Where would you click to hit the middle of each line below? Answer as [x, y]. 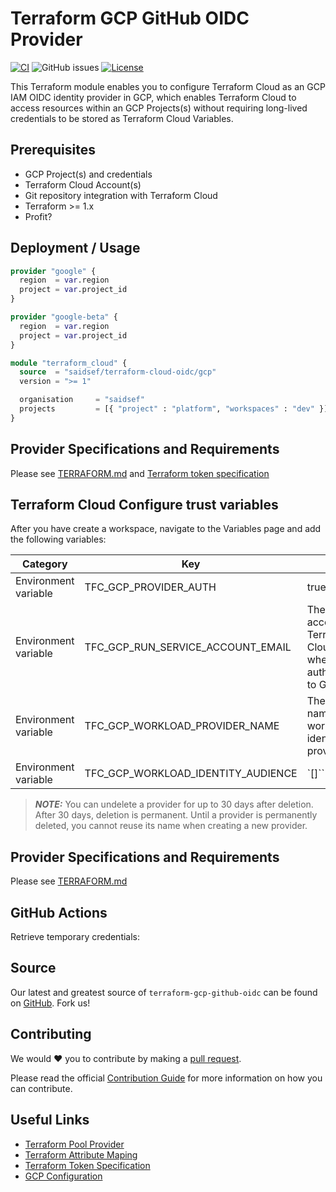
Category [44, 564]
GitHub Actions [59, 912]
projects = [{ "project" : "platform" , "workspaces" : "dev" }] [174, 409]
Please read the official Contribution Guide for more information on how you [166, 1078]
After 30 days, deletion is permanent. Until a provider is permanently [176, 815]
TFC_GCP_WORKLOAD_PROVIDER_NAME [182, 726]
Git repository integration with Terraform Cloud [121, 195]
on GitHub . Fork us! [50, 1003]
